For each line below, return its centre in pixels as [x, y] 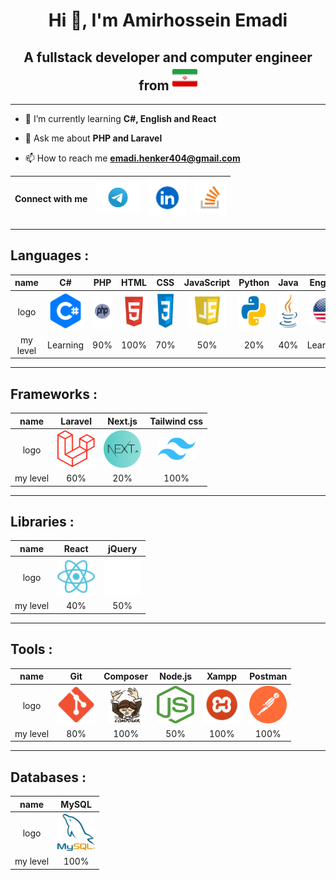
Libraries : [42, 522]
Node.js [176, 676]
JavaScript [207, 283]
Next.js [122, 421]
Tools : [31, 649]
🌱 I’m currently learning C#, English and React [120, 118]
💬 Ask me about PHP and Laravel [93, 138]
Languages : [50, 255]
